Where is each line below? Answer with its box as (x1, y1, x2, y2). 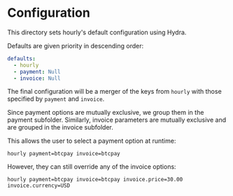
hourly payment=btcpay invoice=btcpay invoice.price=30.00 (7, 176, 183, 183)
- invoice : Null (13, 75, 61, 82)
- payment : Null (13, 68, 61, 75)
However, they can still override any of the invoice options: (7, 162, 176, 171)
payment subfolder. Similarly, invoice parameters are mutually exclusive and (7, 115, 227, 124)
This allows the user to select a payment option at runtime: (7, 136, 176, 145)
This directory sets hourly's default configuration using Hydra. (7, 28, 187, 36)
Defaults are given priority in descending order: (7, 41, 144, 50)
